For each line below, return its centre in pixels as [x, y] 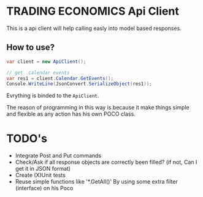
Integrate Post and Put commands [58, 156]
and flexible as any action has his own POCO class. [71, 114]
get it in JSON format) [43, 169]
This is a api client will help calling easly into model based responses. [94, 28]
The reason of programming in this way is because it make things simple [98, 108]
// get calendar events [38, 72]
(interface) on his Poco [44, 188]
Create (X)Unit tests [40, 175]
